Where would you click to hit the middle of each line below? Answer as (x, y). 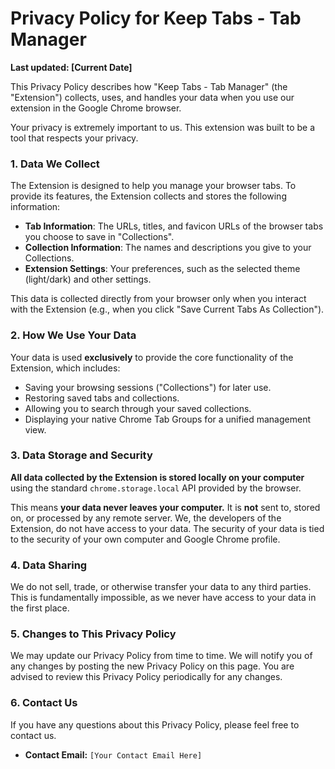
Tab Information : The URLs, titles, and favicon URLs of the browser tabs (174, 226)
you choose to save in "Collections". (99, 237)
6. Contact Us (44, 703)
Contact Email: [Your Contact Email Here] (113, 754)
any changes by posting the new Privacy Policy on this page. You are (152, 666)
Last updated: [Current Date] (71, 67)
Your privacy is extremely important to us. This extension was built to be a (163, 127)
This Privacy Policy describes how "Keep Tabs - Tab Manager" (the (149, 86)
